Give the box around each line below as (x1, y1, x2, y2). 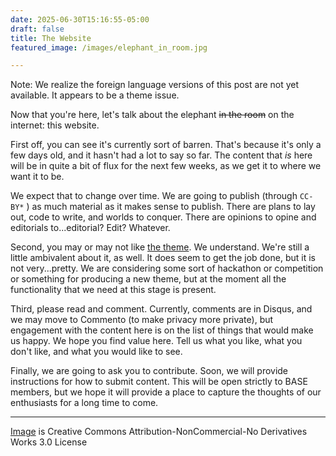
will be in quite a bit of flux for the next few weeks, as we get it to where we (10, 160, 322, 172)
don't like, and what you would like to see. (10, 346, 183, 358)
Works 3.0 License (10, 436, 88, 448)
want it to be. (10, 171, 65, 183)
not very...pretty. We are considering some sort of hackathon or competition (10, 262, 324, 275)
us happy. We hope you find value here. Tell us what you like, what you (10, 335, 303, 347)
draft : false (10, 24, 65, 34)
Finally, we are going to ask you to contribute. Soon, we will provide (10, 365, 289, 377)
